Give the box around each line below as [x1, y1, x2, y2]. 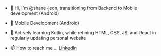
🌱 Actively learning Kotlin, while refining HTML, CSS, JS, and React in [10, 30, 156, 35]
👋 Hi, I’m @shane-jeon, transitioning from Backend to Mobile [10, 5, 138, 11]
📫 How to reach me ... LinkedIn [10, 45, 77, 51]
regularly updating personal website [10, 35, 86, 41]
